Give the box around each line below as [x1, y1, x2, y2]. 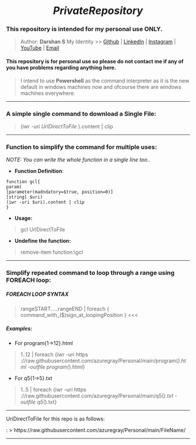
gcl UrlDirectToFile [20, 226, 65, 233]
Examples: [6, 325, 33, 332]
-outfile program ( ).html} [27, 364, 86, 371]
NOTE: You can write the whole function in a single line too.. [6, 156, 150, 163]
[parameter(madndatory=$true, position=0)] [6, 189, 114, 195]
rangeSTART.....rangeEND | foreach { [20, 305, 110, 312]
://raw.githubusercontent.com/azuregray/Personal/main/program [20, 357, 177, 364]
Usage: [14, 215, 33, 222]
